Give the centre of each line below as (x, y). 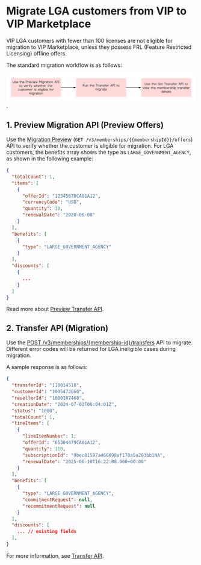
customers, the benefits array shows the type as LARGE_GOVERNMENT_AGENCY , (99, 153)
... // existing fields (47, 532)
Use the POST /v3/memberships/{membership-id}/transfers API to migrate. (100, 342)
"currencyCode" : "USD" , (52, 202)
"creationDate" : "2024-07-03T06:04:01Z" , (64, 404)
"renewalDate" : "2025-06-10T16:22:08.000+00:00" (84, 462)
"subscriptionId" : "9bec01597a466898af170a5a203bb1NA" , (94, 455)
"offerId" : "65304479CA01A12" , (61, 443)
